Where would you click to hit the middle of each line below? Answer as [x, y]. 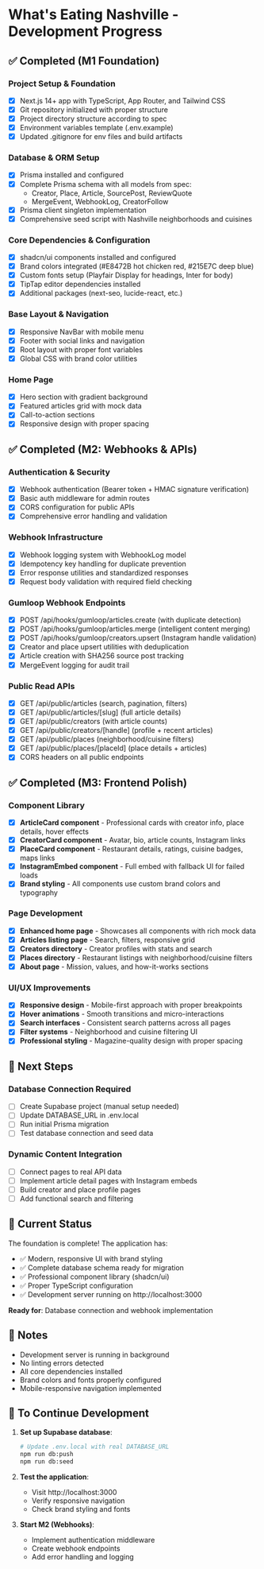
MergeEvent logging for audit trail [74, 664]
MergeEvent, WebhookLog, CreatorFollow [100, 201]
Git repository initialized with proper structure [94, 110]
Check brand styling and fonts [81, 1509]
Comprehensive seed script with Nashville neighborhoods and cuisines [136, 219]
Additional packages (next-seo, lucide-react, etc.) [101, 293]
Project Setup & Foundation [62, 83]
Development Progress [85, 31]
